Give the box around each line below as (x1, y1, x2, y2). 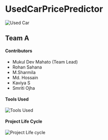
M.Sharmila (12, 69, 36, 75)
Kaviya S (12, 80, 31, 86)
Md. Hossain (12, 74, 39, 80)
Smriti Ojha (12, 85, 35, 91)
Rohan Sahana (12, 64, 42, 70)
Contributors (5, 48, 33, 54)
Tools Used (5, 96, 29, 102)
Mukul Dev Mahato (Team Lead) (12, 59, 78, 65)
